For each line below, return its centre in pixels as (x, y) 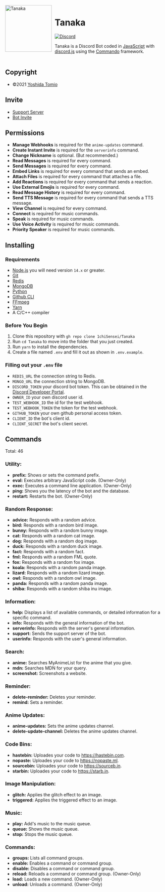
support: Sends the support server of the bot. (59, 634)
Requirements (23, 259)
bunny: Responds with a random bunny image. (60, 530)
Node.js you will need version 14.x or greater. (59, 270)
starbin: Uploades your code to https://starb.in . (61, 771)
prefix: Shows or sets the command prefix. (56, 475)
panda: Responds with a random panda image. (60, 583)
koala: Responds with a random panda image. (59, 568)
